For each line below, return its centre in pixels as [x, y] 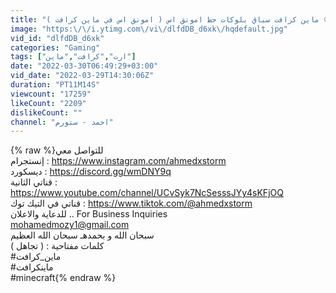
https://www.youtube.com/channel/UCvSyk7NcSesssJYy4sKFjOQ [147, 193]
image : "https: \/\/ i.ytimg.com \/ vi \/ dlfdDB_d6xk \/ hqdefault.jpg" [149, 29]
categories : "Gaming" [55, 47]
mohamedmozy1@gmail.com [70, 225]
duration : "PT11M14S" [55, 85]
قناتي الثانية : [34, 182]
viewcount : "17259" [51, 94]
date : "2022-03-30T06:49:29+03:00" [84, 66]
